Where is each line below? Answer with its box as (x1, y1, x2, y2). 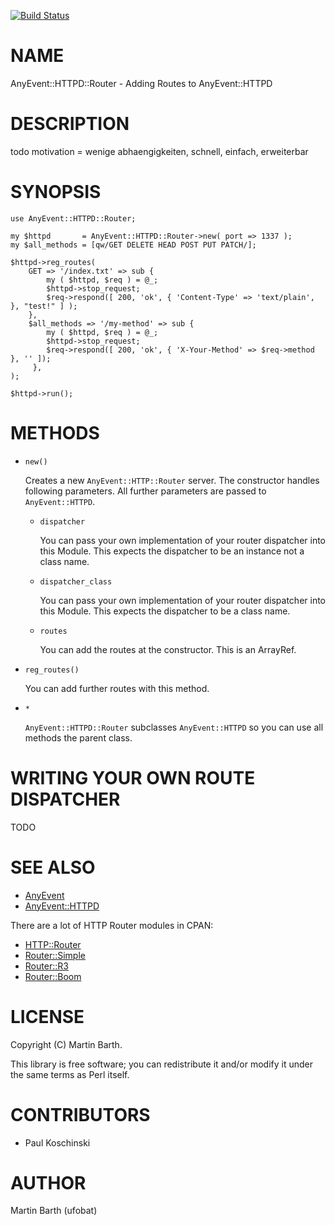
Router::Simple (24, 949, 86, 961)
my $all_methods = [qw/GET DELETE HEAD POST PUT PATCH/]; (10, 240, 257, 250)
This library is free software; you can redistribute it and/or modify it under (10, 1058, 314, 1070)
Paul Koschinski (24, 1136, 91, 1149)
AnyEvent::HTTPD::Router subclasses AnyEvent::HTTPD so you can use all (24, 721, 324, 733)
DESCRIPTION (10, 113, 130, 135)
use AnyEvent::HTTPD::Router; (10, 213, 137, 224)
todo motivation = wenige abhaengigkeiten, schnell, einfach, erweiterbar (10, 145, 309, 157)
